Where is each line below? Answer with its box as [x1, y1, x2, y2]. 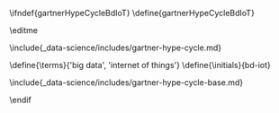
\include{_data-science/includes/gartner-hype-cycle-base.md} [9, 77, 244, 88]
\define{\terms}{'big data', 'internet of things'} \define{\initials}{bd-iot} [9, 60, 272, 70]
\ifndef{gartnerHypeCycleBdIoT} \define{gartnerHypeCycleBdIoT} [9, 8, 255, 18]
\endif [9, 94, 31, 105]
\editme [9, 25, 39, 35]
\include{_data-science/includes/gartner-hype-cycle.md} [9, 42, 222, 53]
